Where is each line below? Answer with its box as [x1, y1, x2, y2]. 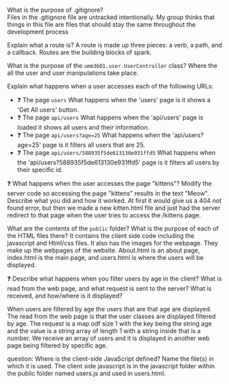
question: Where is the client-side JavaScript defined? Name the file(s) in [7, 355, 215, 363]
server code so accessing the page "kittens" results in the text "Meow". [7, 189, 209, 197]
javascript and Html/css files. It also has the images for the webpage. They [7, 239, 218, 247]
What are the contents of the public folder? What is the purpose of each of [7, 224, 219, 232]
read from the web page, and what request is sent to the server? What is [7, 285, 212, 292]
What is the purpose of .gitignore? [7, 6, 104, 14]
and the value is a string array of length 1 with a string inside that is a [7, 327, 201, 335]
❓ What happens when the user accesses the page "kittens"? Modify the [7, 180, 213, 187]
